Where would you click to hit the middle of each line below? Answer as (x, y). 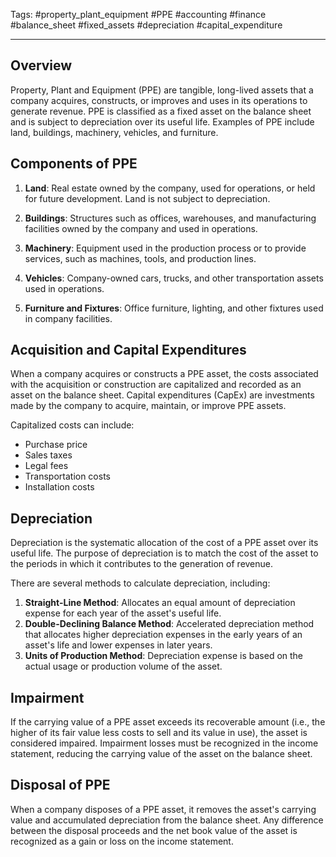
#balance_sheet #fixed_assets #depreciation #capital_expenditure (146, 25)
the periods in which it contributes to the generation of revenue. (142, 564)
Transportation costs (67, 476)
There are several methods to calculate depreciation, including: (140, 583)
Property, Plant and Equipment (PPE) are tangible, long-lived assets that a (162, 90)
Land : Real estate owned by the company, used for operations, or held (170, 188)
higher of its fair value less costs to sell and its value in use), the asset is (159, 733)
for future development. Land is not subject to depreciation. (147, 198)
